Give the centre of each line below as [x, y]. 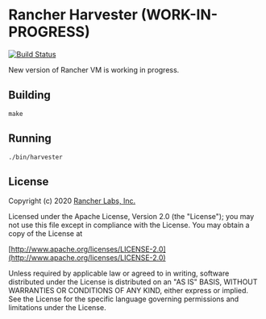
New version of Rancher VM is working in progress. [94, 69]
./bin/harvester [35, 157]
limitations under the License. [57, 308]
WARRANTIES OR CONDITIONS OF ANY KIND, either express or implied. [128, 291]
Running [30, 139]
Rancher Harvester [73, 15]
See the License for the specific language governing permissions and [124, 299]
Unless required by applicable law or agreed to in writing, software [119, 273]
